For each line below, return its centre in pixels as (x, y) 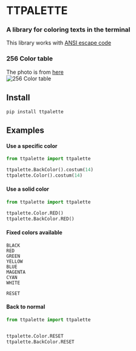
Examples (25, 130)
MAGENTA (16, 272)
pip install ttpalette (35, 112)
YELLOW (15, 261)
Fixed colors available (34, 233)
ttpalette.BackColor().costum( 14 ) (50, 170)
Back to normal (26, 307)
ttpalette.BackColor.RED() (40, 219)
